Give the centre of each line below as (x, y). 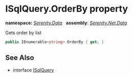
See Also (20, 58)
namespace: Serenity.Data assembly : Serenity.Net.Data (66, 23)
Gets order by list (24, 32)
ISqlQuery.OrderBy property (67, 9)
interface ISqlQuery (33, 70)
